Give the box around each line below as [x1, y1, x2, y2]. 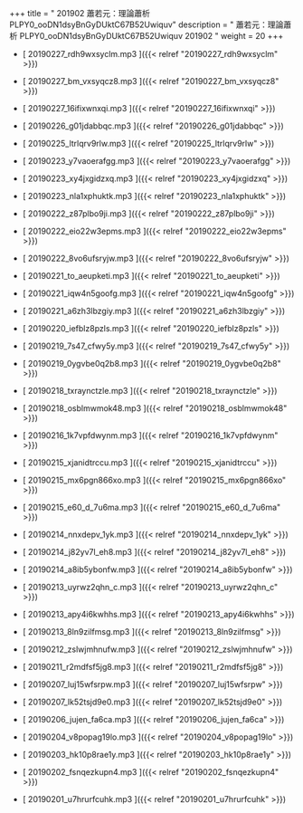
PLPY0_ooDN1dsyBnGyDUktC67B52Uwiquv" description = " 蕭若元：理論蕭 [9, 19, 292, 30]
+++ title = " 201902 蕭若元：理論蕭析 [9, 8, 151, 18]
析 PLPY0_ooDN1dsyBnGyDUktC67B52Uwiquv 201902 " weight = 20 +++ [9, 31, 284, 41]
